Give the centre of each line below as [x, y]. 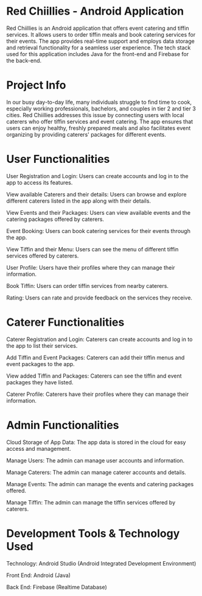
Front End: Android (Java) [39, 575]
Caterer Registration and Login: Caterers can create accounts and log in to [99, 339]
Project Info [36, 85]
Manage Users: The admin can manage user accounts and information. [96, 460]
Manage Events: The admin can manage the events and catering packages [100, 484]
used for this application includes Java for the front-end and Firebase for [98, 54]
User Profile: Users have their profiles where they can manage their [91, 267]
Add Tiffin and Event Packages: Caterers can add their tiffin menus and [96, 357]
